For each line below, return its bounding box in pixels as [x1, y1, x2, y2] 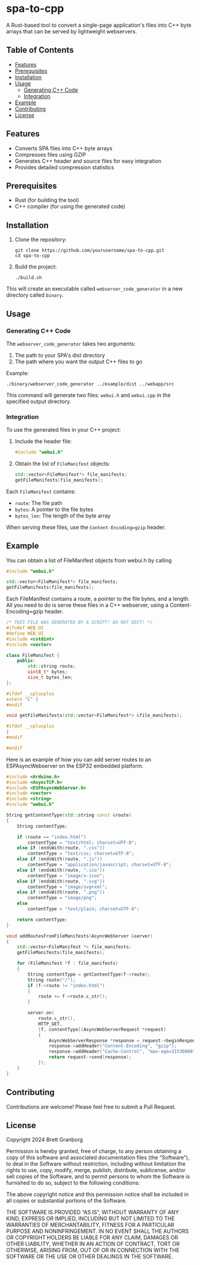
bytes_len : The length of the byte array [14, 512, 111, 519]
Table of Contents [6, 45, 74, 55]
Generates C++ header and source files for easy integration [14, 157, 162, 164]
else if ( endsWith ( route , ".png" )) [17, 889, 105, 895]
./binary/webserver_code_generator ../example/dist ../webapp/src [6, 381, 174, 387]
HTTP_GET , [37, 1021, 62, 1027]
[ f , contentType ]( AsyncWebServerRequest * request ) [37, 1026, 167, 1032]
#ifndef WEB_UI [6, 625, 44, 631]
